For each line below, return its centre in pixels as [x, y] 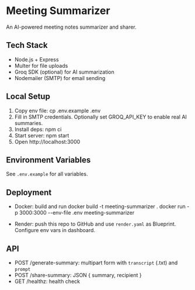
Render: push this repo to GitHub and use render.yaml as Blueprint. [95, 224]
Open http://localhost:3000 [47, 141]
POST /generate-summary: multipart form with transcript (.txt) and [96, 263]
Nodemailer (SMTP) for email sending [60, 78]
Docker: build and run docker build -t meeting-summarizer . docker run [100, 206]
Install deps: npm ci [38, 129]
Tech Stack [27, 45]
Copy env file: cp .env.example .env [58, 111]
